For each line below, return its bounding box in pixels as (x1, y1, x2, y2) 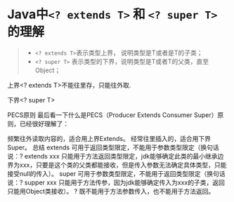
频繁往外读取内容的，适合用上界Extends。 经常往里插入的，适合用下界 (7, 134, 212, 142)
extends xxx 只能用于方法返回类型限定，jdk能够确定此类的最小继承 (24, 151, 218, 160)
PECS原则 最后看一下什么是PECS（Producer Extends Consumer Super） (7, 110, 218, 119)
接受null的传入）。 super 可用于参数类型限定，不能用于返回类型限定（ (7, 169, 207, 177)
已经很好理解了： (19, 119, 69, 128)
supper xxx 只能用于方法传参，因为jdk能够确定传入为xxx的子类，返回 (24, 178, 225, 187)
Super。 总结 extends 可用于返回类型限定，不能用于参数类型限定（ (7, 143, 201, 151)
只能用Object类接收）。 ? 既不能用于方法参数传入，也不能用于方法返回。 (7, 187, 215, 195)
